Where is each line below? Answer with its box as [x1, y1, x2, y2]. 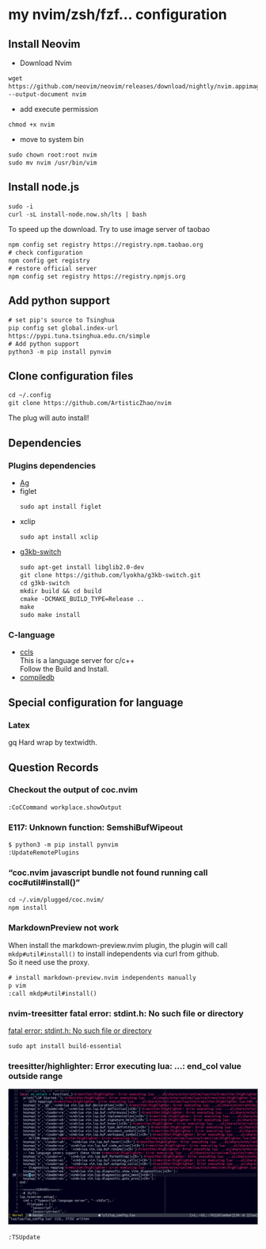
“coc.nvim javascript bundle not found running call [8, 867, 208, 878]
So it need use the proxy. [8, 957, 89, 966]
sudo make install [19, 611, 81, 619]
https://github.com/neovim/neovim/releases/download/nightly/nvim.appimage [8, 83, 264, 91]
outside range [8, 1070, 63, 1081]
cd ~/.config [8, 391, 51, 399]
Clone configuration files [8, 369, 134, 383]
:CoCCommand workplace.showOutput [8, 804, 123, 811]
